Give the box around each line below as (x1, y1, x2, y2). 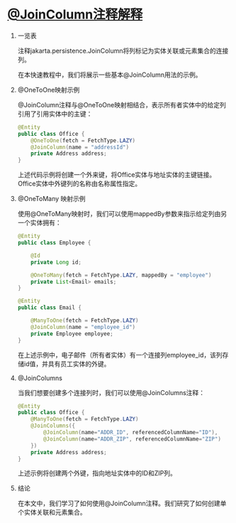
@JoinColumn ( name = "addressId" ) (30, 144, 130, 151)
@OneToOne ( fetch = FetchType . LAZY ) (30, 136, 136, 144)
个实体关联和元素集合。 (17, 508, 86, 517)
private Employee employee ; (30, 330, 113, 338)
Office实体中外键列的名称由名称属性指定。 (17, 179, 142, 188)
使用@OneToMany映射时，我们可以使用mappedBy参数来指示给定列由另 (17, 210, 227, 218)
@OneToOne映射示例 (17, 85, 80, 94)
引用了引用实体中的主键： (17, 109, 93, 118)
